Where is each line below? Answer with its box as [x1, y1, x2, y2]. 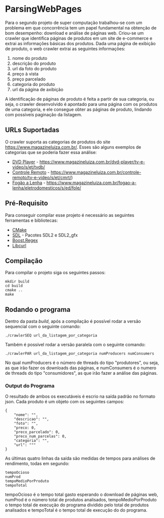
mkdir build [5, 279, 29, 284]
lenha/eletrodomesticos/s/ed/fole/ [12, 185, 82, 191]
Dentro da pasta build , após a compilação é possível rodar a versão [5, 318, 141, 324]
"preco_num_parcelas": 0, [14, 434, 67, 439]
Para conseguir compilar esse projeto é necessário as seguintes [5, 212, 135, 218]
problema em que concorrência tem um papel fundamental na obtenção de [5, 25, 157, 30]
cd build [5, 284, 23, 288]
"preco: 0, [14, 425, 36, 430]
